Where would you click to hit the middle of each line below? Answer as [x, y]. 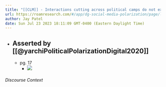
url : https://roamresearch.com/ [38, 14]
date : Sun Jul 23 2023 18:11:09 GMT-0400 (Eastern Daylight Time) [75, 23]
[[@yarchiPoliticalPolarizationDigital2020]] [81, 51]
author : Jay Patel [24, 19]
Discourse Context [24, 80]
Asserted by [31, 43]
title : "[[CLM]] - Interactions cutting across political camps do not [80, 10]
